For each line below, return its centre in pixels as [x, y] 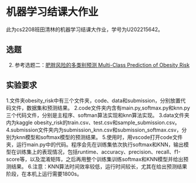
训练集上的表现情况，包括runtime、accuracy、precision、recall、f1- [98, 152]
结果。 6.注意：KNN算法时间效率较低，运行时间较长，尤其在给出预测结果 [99, 166]
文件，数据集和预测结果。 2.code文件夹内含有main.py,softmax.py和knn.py [100, 108]
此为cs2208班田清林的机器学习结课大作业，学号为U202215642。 [85, 29]
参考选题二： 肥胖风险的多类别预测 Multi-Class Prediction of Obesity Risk [102, 65]
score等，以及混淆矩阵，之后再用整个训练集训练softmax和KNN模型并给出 [95, 159]
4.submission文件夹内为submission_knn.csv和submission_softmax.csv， [94, 130]
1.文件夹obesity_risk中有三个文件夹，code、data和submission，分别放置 [93, 100]
